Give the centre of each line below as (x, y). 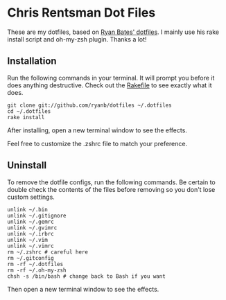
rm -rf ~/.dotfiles (35, 264)
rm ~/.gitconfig (31, 258)
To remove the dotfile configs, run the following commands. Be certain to (112, 182)
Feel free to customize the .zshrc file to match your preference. (97, 143)
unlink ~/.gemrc (31, 222)
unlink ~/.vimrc (31, 246)
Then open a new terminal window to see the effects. (83, 289)
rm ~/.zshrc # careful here (48, 252)
